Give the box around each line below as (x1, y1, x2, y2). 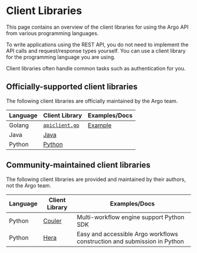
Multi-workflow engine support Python (76, 213, 185, 221)
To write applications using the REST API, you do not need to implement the (6, 41, 189, 48)
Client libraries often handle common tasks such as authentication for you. (6, 64, 186, 71)
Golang (9, 121, 29, 129)
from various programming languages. (6, 29, 99, 36)
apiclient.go (43, 122, 80, 128)
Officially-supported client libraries (6, 82, 138, 92)
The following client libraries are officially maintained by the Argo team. (6, 97, 178, 104)
